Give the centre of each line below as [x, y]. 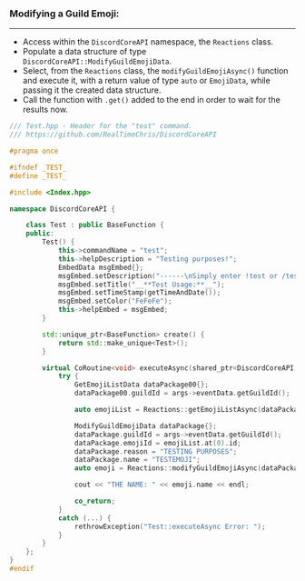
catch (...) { [84, 518]
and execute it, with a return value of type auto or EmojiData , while [146, 81]
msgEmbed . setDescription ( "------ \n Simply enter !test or [168, 275]
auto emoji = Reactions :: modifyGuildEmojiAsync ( [167, 468]
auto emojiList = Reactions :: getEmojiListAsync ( [167, 410]
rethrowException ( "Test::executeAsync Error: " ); [170, 526]
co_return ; [95, 501]
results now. [45, 110]
